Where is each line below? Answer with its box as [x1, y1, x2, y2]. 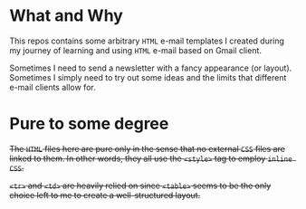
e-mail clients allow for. [9, 81, 97, 92]
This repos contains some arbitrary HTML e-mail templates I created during [9, 35, 285, 46]
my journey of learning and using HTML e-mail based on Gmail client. [9, 44, 263, 55]
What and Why [9, 5, 124, 26]
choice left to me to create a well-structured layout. [9, 189, 201, 200]
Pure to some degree [9, 114, 169, 134]
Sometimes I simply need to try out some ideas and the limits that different [9, 71, 287, 82]
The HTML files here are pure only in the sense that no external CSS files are [9, 143, 285, 154]
